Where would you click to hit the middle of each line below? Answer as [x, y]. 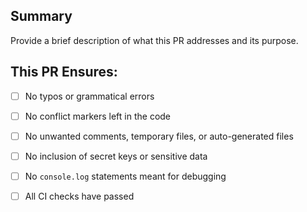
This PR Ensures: [64, 72]
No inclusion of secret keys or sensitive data [116, 156]
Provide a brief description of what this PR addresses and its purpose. [154, 40]
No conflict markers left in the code [98, 116]
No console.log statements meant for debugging [125, 176]
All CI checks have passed [79, 196]
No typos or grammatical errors [89, 96]
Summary [41, 16]
